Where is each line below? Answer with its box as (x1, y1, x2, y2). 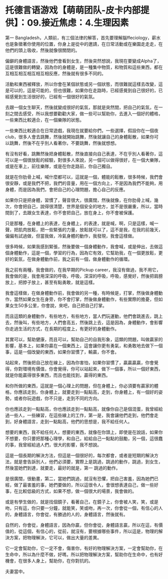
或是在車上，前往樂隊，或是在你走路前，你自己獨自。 (5, 163, 115, 169)
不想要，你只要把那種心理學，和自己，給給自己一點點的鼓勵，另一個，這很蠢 (5, 435, 163, 442)
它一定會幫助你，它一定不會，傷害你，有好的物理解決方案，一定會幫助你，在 (5, 545, 163, 551)
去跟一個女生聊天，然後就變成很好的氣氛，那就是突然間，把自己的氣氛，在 (5, 104, 158, 110)
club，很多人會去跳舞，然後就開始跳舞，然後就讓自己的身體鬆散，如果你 (5, 133, 154, 139)
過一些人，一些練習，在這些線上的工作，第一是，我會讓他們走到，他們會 (5, 412, 154, 418)
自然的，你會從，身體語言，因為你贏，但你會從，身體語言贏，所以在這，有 (5, 522, 158, 528)
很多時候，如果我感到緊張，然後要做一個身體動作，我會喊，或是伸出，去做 (5, 243, 158, 249)
